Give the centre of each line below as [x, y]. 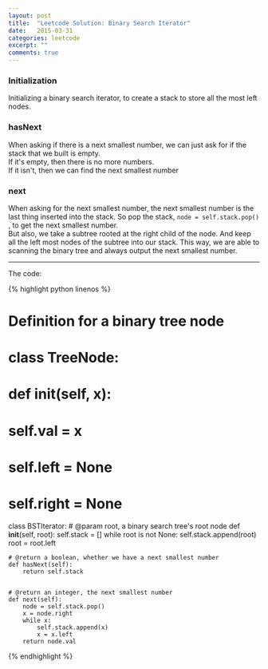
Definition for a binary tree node [116, 321]
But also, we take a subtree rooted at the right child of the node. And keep [130, 233]
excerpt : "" [28, 46]
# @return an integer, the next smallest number [91, 592]
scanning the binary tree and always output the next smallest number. [123, 250]
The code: [25, 273]
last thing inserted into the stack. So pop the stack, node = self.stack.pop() [134, 216]
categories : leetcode [44, 38]
